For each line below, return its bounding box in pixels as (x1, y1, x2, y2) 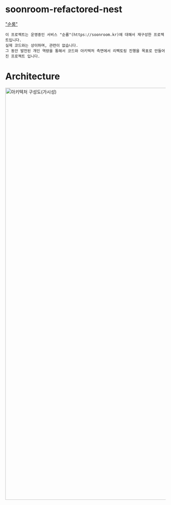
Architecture (5, 71, 60, 82)
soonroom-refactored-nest (5, 4, 123, 15)
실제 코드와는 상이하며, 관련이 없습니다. (5, 43, 78, 48)
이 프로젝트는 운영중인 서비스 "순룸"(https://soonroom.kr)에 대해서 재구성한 (5, 32, 152, 37)
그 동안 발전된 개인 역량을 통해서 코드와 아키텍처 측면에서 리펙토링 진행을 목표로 (5, 48, 153, 53)
